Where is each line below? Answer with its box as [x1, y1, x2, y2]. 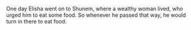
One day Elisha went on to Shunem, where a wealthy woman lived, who [6, 5, 183, 12]
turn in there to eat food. [6, 18, 67, 25]
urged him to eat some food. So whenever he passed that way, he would [6, 11, 186, 19]
